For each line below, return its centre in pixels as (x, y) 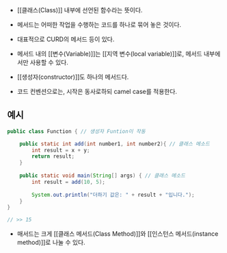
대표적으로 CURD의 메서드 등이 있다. (66, 39)
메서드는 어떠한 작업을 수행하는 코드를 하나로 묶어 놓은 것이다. (99, 25)
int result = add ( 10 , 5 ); (69, 182)
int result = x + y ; (61, 150)
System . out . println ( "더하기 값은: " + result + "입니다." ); (113, 195)
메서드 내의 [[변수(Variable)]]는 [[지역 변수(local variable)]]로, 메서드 (110, 54)
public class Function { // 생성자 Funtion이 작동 (76, 131)
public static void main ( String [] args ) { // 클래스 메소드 (103, 176)
